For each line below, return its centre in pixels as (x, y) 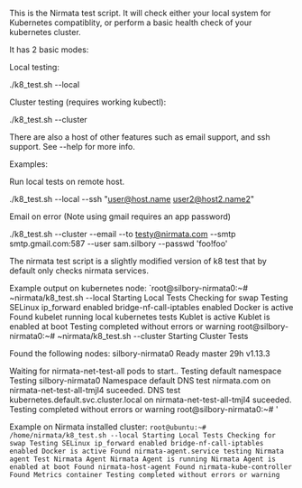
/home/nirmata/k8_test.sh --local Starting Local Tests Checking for (143, 436)
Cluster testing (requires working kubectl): (88, 102)
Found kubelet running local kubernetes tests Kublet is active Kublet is (140, 317)
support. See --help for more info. (72, 147)
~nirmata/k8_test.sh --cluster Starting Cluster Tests (153, 336)
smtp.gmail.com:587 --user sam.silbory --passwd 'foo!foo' (119, 244)
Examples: (28, 164)
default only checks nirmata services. (79, 271)
